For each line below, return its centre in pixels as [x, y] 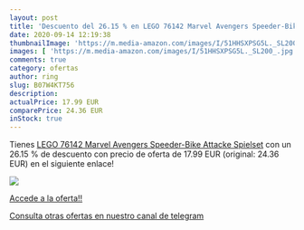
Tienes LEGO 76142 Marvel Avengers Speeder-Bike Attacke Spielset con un [150, 145]
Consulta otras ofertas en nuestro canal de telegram [107, 216]
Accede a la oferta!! [46, 198]
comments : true [38, 60]
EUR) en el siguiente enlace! [62, 164]
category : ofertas [44, 69]
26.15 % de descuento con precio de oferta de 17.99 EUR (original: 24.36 [144, 154]
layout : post [34, 18]
